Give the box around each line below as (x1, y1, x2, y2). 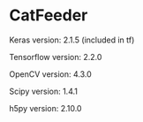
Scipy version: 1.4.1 (9, 86, 78, 96)
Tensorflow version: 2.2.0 (9, 51, 102, 62)
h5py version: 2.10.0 (9, 103, 82, 113)
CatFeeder (9, 5, 88, 26)
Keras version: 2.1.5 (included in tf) (9, 34, 135, 45)
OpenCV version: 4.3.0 (9, 68, 93, 80)
